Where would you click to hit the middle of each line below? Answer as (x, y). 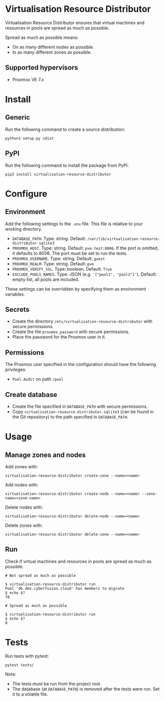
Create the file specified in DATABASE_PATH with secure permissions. (80, 406)
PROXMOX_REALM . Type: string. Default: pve (53, 264)
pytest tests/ (20, 665)
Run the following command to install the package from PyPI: (67, 165)
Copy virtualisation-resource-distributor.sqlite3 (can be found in (83, 411)
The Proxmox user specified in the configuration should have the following (81, 365)
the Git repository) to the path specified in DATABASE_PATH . (70, 417)
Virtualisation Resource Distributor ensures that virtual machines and (75, 23)
